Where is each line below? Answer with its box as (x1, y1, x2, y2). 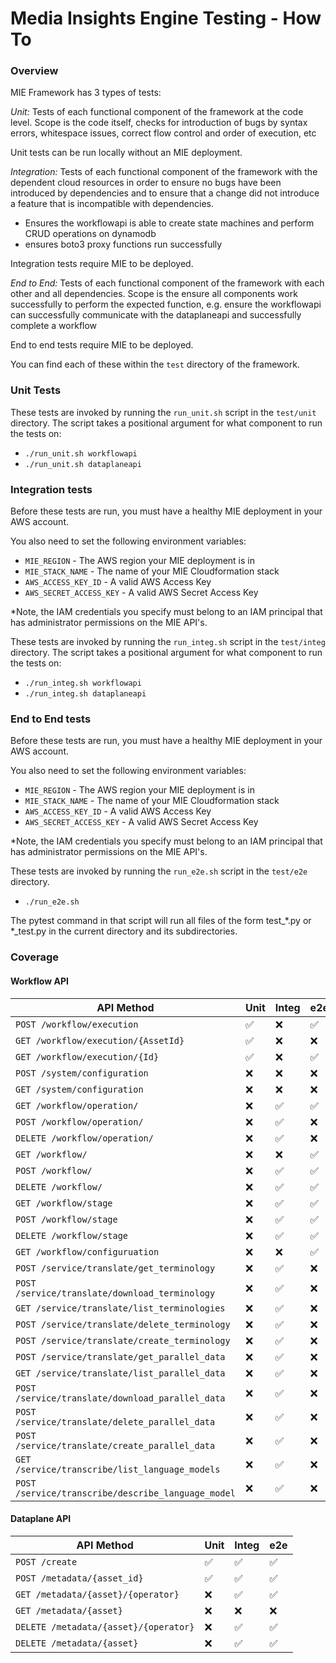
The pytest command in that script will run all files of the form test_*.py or (10, 915, 312, 927)
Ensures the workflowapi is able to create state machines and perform (24, 217, 315, 229)
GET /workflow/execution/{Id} (15, 1051, 160, 1062)
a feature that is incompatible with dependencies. (10, 198, 214, 210)
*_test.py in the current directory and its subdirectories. (10, 925, 238, 937)
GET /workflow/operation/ (15, 1100, 139, 1111)
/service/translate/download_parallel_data (15, 1392, 226, 1404)
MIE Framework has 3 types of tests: (10, 87, 162, 99)
